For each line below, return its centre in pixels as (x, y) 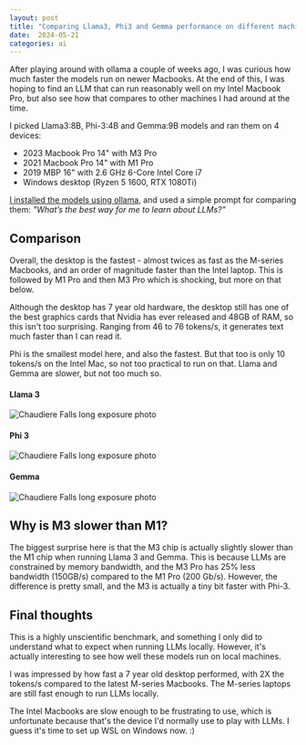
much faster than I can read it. (66, 336)
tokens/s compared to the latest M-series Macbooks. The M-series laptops (150, 684)
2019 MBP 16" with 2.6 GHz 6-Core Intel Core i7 (112, 173)
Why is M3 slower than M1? (89, 526)
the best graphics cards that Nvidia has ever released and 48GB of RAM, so (152, 317)
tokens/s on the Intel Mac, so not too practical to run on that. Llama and (143, 364)
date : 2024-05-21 (44, 35)
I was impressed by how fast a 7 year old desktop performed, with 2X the (147, 674)
